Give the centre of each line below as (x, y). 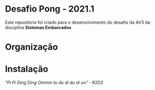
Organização (32, 47)
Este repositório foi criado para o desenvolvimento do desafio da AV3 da (78, 22)
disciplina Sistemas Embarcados (38, 27)
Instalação (27, 69)
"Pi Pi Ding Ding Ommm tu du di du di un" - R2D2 (54, 83)
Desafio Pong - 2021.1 (50, 9)
